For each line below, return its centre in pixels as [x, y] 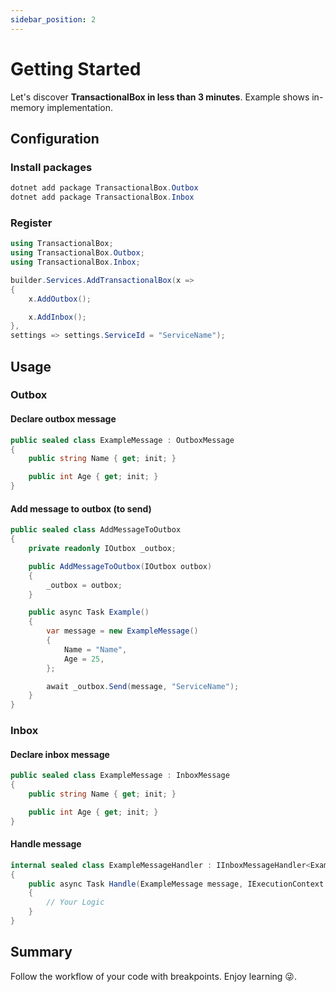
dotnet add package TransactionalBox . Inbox [102, 197]
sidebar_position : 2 [53, 19]
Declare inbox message [60, 754]
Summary [41, 952]
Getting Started [76, 68]
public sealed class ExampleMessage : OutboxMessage [122, 440]
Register [31, 223]
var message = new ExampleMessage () [122, 631]
